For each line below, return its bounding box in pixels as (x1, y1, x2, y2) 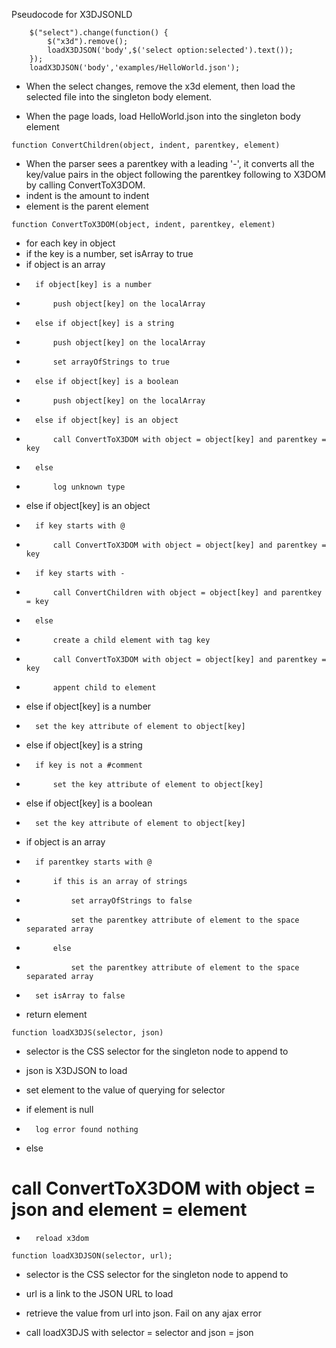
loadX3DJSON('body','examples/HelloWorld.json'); (29, 63, 241, 73)
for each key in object (25, 237, 116, 249)
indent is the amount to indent (25, 190, 150, 201)
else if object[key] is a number (25, 700, 152, 712)
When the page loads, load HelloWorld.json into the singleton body (25, 110, 301, 122)
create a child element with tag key (52, 635, 211, 645)
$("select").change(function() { (29, 28, 169, 38)
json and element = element (11, 1199, 248, 1221)
